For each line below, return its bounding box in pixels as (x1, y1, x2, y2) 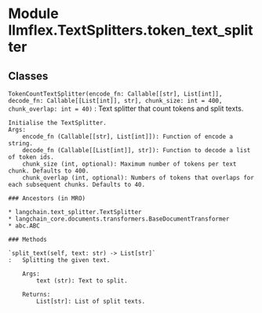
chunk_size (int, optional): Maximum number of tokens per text (22, 160, 237, 168)
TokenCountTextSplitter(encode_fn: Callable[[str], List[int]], (8, 90, 223, 98)
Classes (8, 69, 49, 82)
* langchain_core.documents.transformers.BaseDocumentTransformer (8, 215, 230, 223)
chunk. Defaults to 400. (8, 167, 89, 175)
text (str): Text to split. (36, 277, 128, 285)
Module (8, 5, 59, 23)
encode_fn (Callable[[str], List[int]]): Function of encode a (22, 133, 234, 140)
